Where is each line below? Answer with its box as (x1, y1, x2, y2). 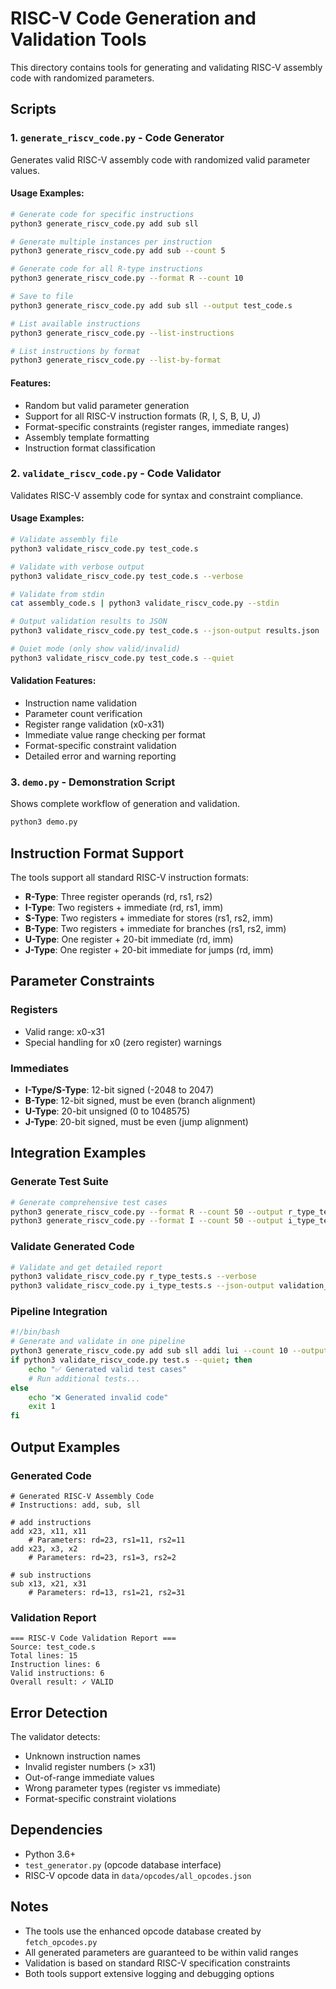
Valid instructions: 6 (10, 1668, 105, 1679)
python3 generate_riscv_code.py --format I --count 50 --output (10, 1216, 284, 1226)
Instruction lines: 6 (10, 1660, 101, 1670)
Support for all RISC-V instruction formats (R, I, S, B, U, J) (24, 410, 262, 422)
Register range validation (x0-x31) (24, 718, 165, 730)
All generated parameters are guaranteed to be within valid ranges (24, 1946, 299, 1958)
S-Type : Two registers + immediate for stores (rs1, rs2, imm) (24, 912, 274, 924)
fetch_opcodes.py (24, 1937, 98, 1947)
